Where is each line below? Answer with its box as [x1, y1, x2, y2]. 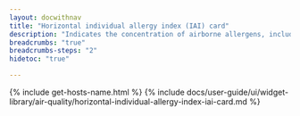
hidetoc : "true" [9, 54, 70, 63]
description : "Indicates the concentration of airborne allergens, [9, 29, 266, 38]
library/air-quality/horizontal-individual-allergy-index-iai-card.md [9, 96, 247, 107]
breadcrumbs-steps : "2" [9, 46, 98, 55]
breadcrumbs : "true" [9, 37, 87, 47]
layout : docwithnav [9, 12, 82, 22]
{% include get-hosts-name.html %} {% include [9, 87, 185, 97]
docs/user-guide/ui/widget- [186, 87, 288, 97]
